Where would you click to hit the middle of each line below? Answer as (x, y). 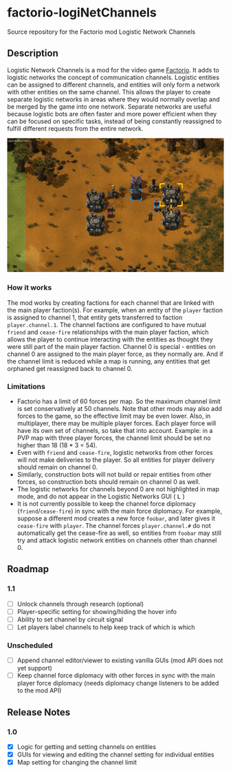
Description (33, 53)
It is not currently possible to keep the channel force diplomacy (106, 503)
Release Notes (39, 712)
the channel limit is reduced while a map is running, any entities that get (109, 361)
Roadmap (28, 569)
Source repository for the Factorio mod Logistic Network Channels (101, 32)
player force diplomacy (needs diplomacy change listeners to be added (118, 684)
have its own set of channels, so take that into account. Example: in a (115, 430)
